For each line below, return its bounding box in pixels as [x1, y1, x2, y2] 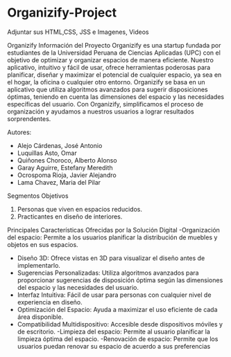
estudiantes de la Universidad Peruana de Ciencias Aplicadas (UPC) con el [7, 48, 221, 57]
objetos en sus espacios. [7, 240, 78, 248]
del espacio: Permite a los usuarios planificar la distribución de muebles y [7, 233, 218, 241]
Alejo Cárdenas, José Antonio [17, 141, 103, 149]
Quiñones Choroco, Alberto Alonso [17, 156, 117, 164]
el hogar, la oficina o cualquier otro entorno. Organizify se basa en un [7, 77, 205, 86]
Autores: [7, 128, 32, 136]
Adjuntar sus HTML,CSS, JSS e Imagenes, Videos [7, 28, 149, 36]
